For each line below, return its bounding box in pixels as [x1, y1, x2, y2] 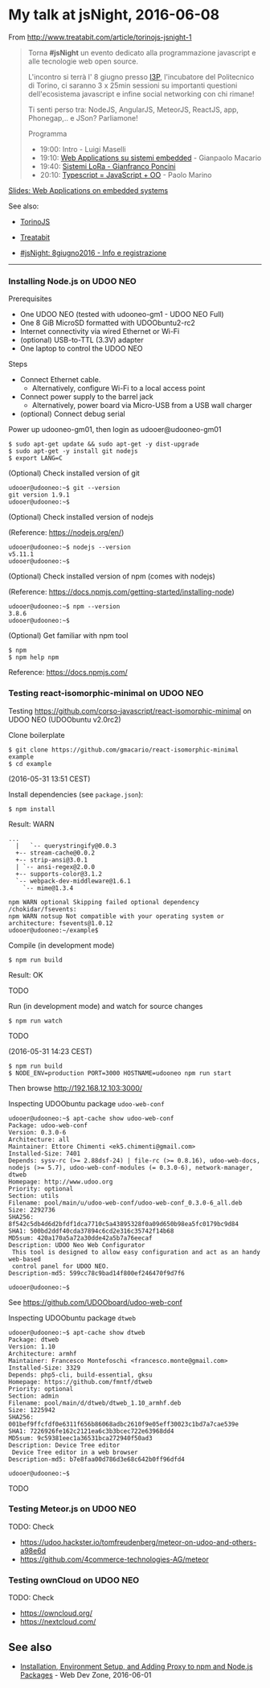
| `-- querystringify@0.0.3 [15, 842, 117, 850]
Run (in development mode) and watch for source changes [8, 1001, 203, 1011]
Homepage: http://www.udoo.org [8, 1177, 113, 1186]
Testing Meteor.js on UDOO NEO [8, 1503, 137, 1514]
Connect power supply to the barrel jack [19, 392, 154, 401]
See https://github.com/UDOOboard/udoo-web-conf [8, 1297, 183, 1307]
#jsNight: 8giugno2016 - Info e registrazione [19, 248, 167, 257]
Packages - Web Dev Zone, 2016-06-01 [19, 1669, 152, 1679]
